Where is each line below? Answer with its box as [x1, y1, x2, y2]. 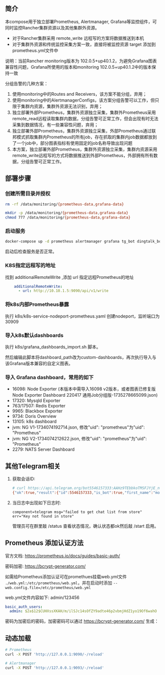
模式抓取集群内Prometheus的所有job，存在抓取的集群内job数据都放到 [16, 134, 157, 140]
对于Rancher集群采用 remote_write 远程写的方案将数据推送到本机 [12, 35, 144, 41]
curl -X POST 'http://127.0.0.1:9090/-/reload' [5, 652, 105, 657]
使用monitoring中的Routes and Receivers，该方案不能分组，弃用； [12, 91, 147, 97]
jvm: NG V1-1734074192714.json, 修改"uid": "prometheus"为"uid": [12, 424, 145, 431]
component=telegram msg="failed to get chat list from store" [12, 510, 142, 514]
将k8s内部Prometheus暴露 [5, 301, 69, 308]
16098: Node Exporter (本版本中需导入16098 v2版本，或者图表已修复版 [12, 386, 156, 392]
